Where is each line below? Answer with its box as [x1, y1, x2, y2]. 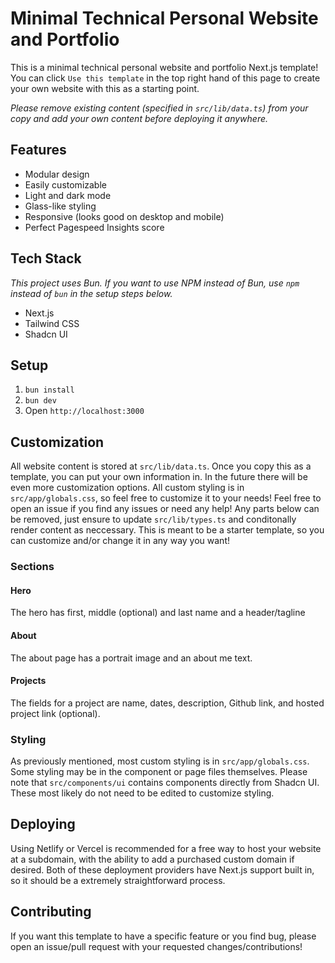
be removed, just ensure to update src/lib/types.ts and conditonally [10, 513, 297, 526]
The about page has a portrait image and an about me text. [10, 652, 253, 664]
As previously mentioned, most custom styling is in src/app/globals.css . [10, 755, 310, 767]
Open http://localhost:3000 [24, 405, 145, 417]
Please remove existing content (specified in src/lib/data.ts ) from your [10, 102, 309, 114]
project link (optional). [10, 707, 101, 719]
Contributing [10, 903, 92, 921]
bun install [24, 385, 75, 396]
